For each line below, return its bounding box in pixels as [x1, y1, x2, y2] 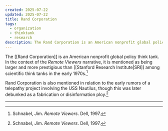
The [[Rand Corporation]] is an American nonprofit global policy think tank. [5, 53, 159, 59]
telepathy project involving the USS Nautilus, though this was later [5, 85, 141, 91]
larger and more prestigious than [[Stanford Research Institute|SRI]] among [5, 64, 160, 70]
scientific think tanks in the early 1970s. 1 [5, 69, 88, 76]
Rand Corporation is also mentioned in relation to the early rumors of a [5, 80, 150, 86]
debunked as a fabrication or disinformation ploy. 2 [5, 90, 109, 97]
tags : [5, 21, 16, 26]
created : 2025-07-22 [5, 7, 48, 12]
